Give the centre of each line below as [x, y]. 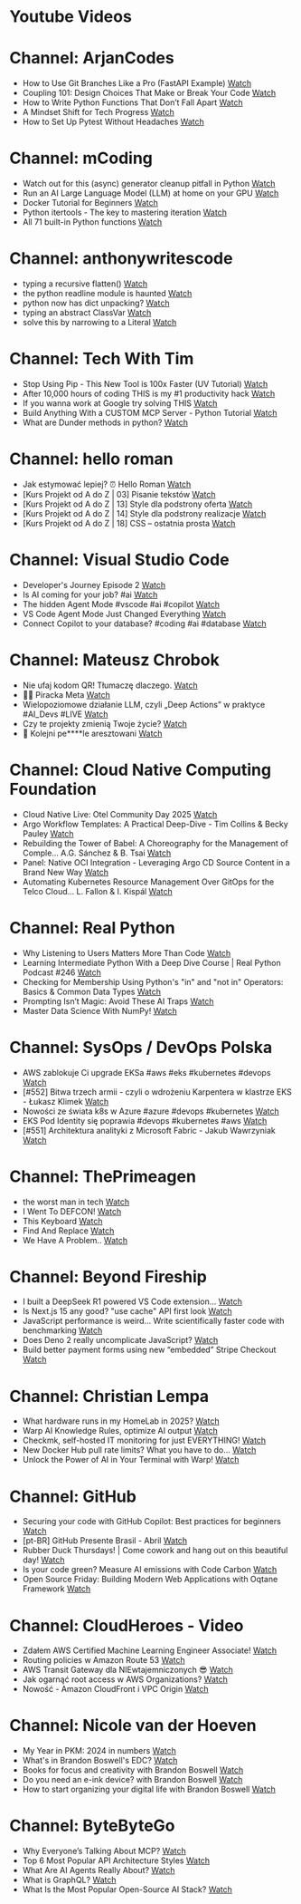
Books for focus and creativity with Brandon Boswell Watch [133, 1770]
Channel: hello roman [91, 459]
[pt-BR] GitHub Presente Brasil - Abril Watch [105, 1541]
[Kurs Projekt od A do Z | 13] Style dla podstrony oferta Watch [137, 504]
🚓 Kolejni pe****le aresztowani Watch [92, 733]
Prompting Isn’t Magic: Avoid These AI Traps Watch [118, 1001]
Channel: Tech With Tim [102, 359]
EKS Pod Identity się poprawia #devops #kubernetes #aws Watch [145, 1120]
